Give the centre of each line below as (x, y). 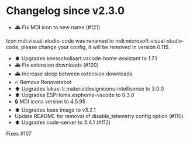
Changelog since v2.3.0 (65, 11)
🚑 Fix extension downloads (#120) (57, 65)
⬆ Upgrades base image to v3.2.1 (55, 110)
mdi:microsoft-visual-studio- (150, 41)
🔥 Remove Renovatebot (43, 82)
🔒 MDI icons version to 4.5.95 (50, 101)
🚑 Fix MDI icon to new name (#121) (57, 27)
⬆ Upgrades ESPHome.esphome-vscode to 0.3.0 (74, 95)
